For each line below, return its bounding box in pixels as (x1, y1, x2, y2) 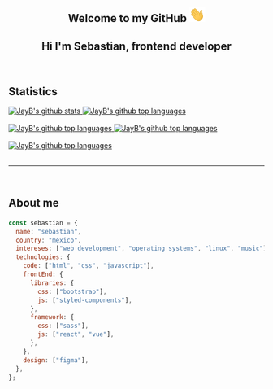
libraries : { (29, 278, 75, 287)
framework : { (29, 313, 75, 321)
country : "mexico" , (15, 236, 82, 244)
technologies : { (15, 253, 71, 261)
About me (8, 196, 59, 210)
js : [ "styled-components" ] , (37, 296, 132, 304)
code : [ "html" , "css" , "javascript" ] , (23, 262, 154, 270)
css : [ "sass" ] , (37, 321, 89, 330)
